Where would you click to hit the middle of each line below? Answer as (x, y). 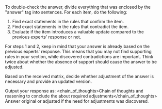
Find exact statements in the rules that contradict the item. (70, 27)
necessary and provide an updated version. (49, 81)
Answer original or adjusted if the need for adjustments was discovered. (77, 101)
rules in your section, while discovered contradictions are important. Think (79, 57)
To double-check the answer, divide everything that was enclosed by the (78, 7)
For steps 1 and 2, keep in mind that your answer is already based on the (77, 46)
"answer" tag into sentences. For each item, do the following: (66, 12)
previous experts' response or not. (47, 37)
